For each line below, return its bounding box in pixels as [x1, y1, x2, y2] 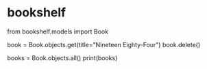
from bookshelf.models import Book [7, 27, 108, 36]
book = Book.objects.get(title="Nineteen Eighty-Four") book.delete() [7, 40, 201, 49]
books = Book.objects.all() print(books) [7, 53, 118, 62]
